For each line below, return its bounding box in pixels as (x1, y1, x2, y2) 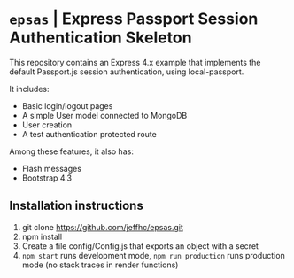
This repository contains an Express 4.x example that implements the (9, 57, 261, 67)
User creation (21, 120, 73, 130)
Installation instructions (9, 198, 143, 213)
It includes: (9, 83, 50, 94)
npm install (21, 231, 63, 242)
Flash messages (21, 163, 82, 174)
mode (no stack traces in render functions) (21, 259, 179, 270)
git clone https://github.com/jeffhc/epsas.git (21, 221, 184, 232)
